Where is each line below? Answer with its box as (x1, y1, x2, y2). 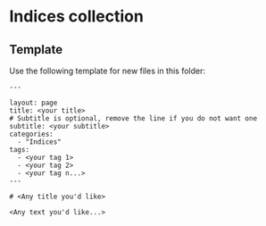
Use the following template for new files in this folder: (9, 65, 206, 76)
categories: (9, 130, 54, 138)
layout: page (9, 98, 58, 107)
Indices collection (9, 6, 145, 27)
